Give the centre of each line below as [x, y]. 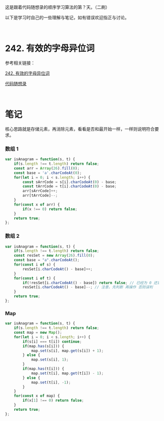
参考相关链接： [20, 63]
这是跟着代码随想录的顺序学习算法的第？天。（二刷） [57, 7]
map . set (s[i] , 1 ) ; [50, 360]
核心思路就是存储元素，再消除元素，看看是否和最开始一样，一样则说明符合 [80, 129]
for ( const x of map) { [37, 396]
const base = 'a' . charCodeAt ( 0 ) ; [48, 173]
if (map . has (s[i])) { [43, 346]
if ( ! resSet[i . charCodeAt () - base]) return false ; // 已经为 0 [87, 283]
